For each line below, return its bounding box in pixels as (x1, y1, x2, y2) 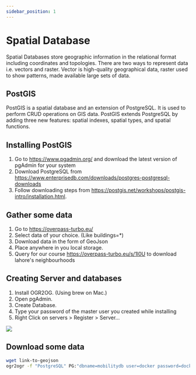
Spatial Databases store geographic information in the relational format (6, 53, 177, 60)
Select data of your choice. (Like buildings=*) (14, 232, 124, 238)
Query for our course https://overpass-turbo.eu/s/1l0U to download (14, 250, 177, 257)
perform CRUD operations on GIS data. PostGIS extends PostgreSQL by (6, 111, 178, 118)
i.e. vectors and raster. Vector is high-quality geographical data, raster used (6, 66, 188, 73)
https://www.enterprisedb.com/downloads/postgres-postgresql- (14, 174, 170, 182)
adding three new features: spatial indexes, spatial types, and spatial (6, 117, 171, 124)
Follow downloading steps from (14, 187, 90, 194)
